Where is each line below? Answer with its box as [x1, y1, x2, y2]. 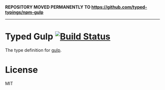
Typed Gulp [5, 31, 54, 42]
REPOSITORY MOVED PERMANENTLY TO [5, 4, 91, 10]
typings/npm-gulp [5, 9, 44, 15]
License [5, 65, 38, 75]
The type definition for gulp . [5, 47, 62, 53]
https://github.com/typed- [91, 4, 147, 10]
